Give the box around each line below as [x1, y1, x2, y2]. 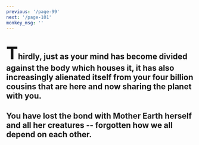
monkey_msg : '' [6, 20, 44, 26]
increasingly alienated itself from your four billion [6, 72, 194, 82]
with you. [6, 90, 42, 101]
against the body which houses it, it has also [6, 63, 175, 73]
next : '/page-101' [6, 14, 52, 20]
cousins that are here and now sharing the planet [6, 81, 192, 92]
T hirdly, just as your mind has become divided [6, 42, 188, 64]
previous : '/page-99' [6, 8, 60, 15]
